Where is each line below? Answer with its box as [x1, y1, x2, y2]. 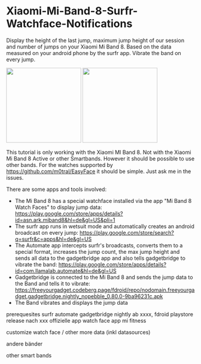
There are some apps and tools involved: [6, 186, 106, 193]
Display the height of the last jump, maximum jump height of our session [6, 37, 184, 44]
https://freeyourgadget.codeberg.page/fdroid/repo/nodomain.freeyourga [14, 286, 195, 293]
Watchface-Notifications [6, 17, 133, 31]
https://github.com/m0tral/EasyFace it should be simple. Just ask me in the [6, 168, 191, 175]
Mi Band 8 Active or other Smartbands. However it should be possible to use [6, 154, 195, 162]
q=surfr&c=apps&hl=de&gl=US [14, 235, 92, 242]
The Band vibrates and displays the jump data [14, 299, 129, 306]
